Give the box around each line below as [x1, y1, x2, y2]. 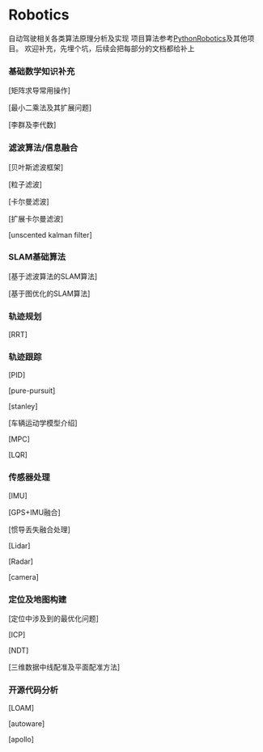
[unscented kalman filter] [8, 230, 93, 239]
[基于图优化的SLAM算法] [8, 289, 91, 298]
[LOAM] [8, 703, 35, 713]
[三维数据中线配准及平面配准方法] [8, 662, 121, 672]
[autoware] [8, 719, 45, 729]
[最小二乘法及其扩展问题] [8, 103, 92, 112]
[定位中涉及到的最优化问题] [8, 614, 100, 623]
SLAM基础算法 [8, 251, 66, 263]
